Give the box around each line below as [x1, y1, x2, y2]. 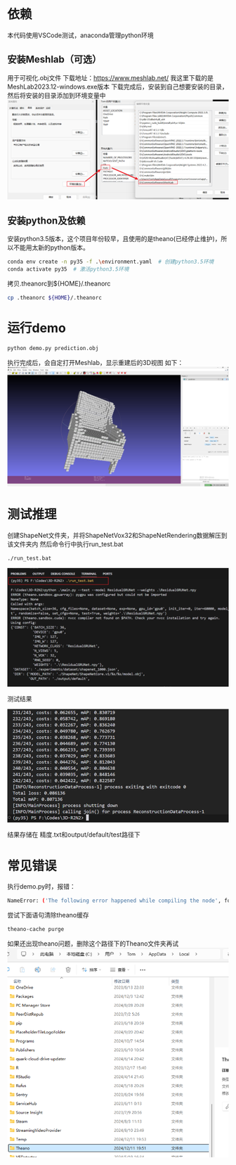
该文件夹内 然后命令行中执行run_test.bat [7, 540, 124, 548]
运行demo [7, 321, 67, 336]
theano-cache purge [7, 926, 65, 933]
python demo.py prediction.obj [7, 345, 99, 352]
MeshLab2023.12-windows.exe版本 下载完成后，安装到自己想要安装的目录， [7, 82, 228, 91]
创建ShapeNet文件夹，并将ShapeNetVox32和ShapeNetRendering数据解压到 [7, 532, 228, 539]
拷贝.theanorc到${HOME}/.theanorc [7, 279, 111, 288]
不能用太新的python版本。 [13, 243, 89, 252]
